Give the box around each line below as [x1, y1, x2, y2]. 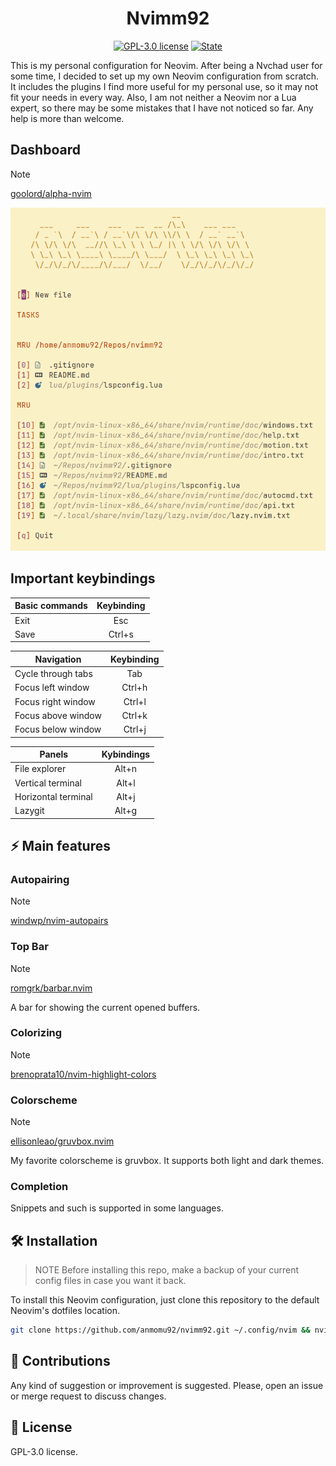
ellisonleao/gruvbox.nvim [10, 1135, 115, 1147]
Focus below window [14, 723, 102, 736]
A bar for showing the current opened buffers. [10, 1001, 201, 1013]
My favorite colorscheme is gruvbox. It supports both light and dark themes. [10, 1155, 325, 1167]
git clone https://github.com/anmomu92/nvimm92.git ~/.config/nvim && [10, 1325, 311, 1336]
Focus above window [14, 709, 102, 721]
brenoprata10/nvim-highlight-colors [10, 1068, 157, 1080]
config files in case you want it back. [34, 1275, 187, 1287]
